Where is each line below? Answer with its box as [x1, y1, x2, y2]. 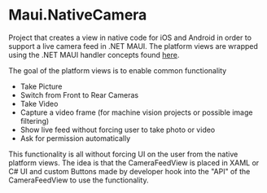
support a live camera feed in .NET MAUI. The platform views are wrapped [8, 41, 259, 50]
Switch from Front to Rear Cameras [20, 90, 139, 99]
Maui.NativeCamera [8, 6, 147, 24]
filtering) [20, 116, 50, 125]
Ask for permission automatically [20, 133, 131, 143]
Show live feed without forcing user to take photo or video [20, 125, 216, 134]
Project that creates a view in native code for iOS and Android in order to [8, 33, 252, 42]
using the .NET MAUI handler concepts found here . [8, 50, 180, 59]
